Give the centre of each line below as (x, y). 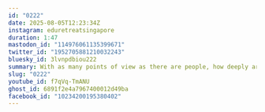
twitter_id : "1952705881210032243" (67, 52)
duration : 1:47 (33, 37)
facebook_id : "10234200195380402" (65, 96)
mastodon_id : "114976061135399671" (67, 45)
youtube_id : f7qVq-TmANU (49, 81)
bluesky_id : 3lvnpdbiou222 (52, 60)
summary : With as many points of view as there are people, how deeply (128, 67)
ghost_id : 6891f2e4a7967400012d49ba (68, 89)
